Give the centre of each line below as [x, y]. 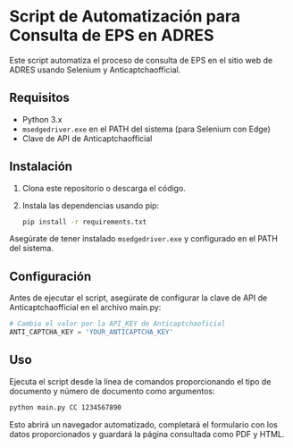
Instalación [41, 167]
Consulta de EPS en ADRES [112, 35]
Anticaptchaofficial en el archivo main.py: [85, 308]
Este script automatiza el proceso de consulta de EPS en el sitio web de [141, 60]
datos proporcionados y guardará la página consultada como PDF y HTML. [147, 434]
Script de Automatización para [125, 17]
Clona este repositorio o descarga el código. [104, 188]
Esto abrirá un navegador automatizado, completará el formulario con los [144, 424]
